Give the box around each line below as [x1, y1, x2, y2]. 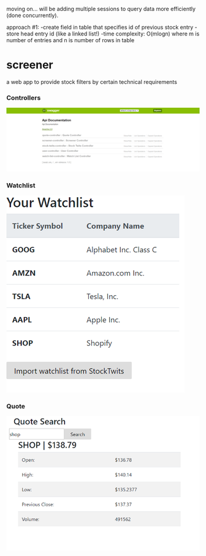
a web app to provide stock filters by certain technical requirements [6, 78, 178, 85]
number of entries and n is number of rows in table [6, 37, 135, 43]
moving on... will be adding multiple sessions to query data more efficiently [6, 6, 196, 12]
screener [6, 58, 53, 72]
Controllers [6, 93, 41, 102]
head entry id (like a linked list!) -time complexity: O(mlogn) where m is [20, 30, 200, 37]
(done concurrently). [6, 12, 59, 19]
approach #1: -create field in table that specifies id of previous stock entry [6, 24, 194, 31]
